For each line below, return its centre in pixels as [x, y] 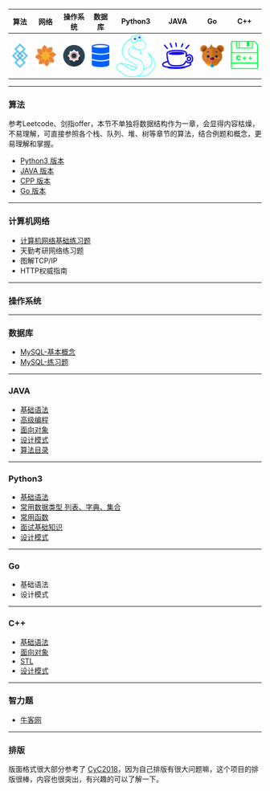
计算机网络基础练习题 [55, 240]
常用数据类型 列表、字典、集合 [70, 507]
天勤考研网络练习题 [52, 251]
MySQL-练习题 [44, 362]
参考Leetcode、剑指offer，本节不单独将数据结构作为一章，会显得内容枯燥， [134, 124]
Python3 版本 [42, 161]
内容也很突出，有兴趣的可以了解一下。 [99, 779]
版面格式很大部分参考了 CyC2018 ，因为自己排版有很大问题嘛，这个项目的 [130, 769]
